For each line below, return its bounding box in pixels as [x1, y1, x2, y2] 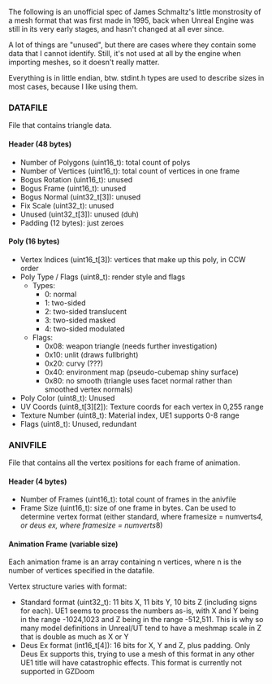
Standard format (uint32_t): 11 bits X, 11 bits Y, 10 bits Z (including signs [19, 598, 257, 607]
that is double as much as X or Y [19, 632, 129, 642]
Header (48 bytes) [8, 138, 72, 149]
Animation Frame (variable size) [8, 539, 119, 549]
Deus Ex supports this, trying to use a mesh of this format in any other [19, 649, 255, 659]
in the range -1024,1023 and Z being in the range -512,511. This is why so [19, 615, 264, 625]
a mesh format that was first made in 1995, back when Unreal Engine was [8, 15, 254, 25]
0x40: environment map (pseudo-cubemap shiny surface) [44, 366, 240, 377]
